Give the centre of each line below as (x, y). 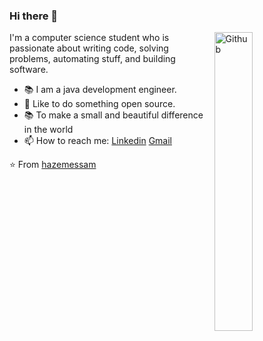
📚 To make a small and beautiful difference (113, 115)
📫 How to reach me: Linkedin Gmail (97, 141)
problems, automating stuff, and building (92, 59)
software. (29, 70)
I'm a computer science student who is (89, 38)
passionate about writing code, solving (89, 48)
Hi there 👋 (34, 16)
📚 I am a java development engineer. (100, 90)
